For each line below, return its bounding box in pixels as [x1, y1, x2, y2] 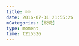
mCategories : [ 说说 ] [6, 20, 56, 26]
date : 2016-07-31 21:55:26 [6, 14, 74, 20]
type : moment [6, 25, 39, 32]
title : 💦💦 [6, 8, 31, 15]
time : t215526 [6, 31, 42, 37]
